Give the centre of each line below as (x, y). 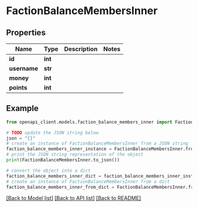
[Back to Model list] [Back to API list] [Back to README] (74, 198)
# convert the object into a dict (49, 171)
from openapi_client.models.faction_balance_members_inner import (89, 122)
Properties (26, 33)
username (24, 69)
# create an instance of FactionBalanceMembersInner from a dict (88, 181)
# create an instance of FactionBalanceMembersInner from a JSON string (97, 143)
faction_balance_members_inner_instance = (59, 149)
